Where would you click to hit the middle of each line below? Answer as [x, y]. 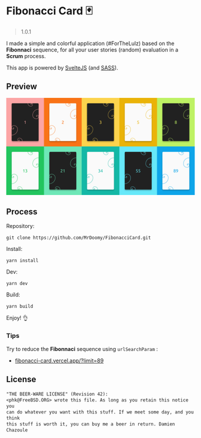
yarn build [20, 307]
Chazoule [17, 430]
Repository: [20, 226]
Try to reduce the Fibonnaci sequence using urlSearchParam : [82, 349]
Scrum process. [26, 56]
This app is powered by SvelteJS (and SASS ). [62, 67]
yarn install [22, 261]
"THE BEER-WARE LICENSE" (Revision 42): [57, 394]
